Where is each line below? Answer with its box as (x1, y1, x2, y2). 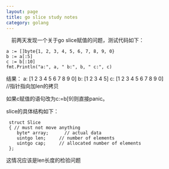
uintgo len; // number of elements (17, 135, 115, 141)
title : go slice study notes (6, 14, 78, 20)
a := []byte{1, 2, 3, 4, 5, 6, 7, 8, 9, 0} (6, 49, 115, 55)
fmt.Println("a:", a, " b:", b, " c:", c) (6, 64, 112, 70)
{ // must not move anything (8, 125, 81, 131)
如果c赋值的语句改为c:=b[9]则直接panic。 (6, 95, 108, 103)
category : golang (6, 20, 49, 25)
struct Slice (8, 120, 41, 126)
